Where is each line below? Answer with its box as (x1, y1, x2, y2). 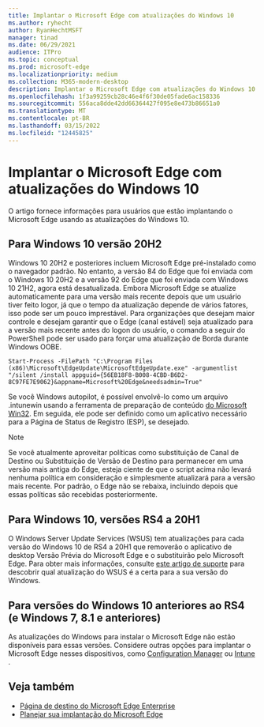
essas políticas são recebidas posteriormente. (8, 490, 158, 499)
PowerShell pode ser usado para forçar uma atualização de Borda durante (8, 333, 249, 344)
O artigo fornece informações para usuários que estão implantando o (8, 206, 233, 216)
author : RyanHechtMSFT (8, 26, 83, 34)
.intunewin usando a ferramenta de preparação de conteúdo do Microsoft (8, 401, 247, 410)
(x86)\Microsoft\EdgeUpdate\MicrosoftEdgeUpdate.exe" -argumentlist (8, 364, 238, 372)
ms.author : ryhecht (8, 19, 73, 27)
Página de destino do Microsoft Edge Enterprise (19, 701, 176, 710)
